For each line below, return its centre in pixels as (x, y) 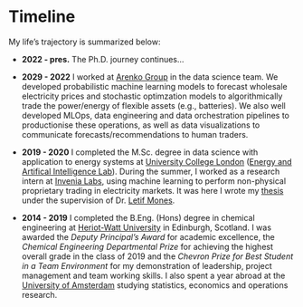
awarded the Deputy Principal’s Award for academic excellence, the (148, 236)
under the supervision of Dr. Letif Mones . (98, 200)
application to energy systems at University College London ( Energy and (156, 161)
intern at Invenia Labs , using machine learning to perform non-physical (154, 181)
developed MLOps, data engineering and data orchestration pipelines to (156, 115)
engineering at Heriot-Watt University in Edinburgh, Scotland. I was (147, 227)
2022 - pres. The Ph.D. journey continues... (103, 59)
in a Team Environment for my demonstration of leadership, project (147, 265)
